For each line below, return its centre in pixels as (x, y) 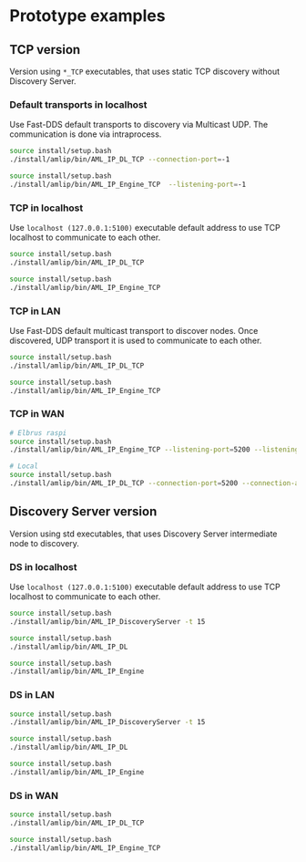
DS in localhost (43, 566)
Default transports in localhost (78, 104)
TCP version (45, 50)
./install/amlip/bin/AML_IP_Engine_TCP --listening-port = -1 (128, 184)
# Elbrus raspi (38, 433)
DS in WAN (34, 795)
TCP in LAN (35, 311)
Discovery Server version (83, 512)
